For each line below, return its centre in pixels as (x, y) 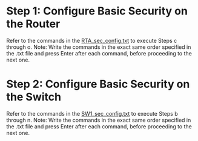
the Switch (34, 97)
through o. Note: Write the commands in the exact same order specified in (99, 47)
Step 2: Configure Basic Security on (98, 84)
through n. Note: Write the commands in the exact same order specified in (99, 120)
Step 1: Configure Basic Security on (97, 11)
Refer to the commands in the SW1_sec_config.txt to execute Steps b (92, 113)
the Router (33, 24)
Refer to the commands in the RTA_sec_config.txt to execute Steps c (92, 40)
